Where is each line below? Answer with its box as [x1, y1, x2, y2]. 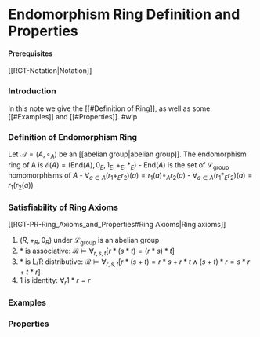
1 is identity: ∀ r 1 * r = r [19, 275, 92, 287]
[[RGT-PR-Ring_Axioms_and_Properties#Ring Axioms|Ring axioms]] [8, 220, 226, 229]
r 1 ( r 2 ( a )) [8, 181, 34, 192]
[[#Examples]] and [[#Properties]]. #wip [8, 112, 138, 121]
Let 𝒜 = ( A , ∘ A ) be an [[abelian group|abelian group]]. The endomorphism [8, 149, 247, 160]
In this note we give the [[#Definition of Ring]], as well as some [8, 104, 211, 113]
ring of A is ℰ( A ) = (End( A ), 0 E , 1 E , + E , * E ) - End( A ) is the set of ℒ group [8, 159, 229, 171]
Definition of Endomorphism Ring [8, 131, 137, 142]
